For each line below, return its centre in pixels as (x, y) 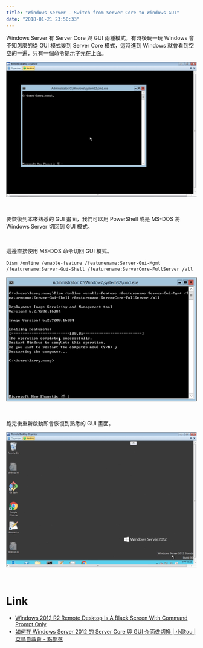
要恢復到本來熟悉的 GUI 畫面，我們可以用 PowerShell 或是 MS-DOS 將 (93, 219)
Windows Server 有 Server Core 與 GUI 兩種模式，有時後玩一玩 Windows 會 (100, 38)
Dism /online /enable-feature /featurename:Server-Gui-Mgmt (84, 263)
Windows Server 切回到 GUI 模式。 (50, 226)
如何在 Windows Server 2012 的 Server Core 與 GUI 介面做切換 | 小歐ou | (105, 632)
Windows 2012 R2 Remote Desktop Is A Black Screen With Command (101, 618)
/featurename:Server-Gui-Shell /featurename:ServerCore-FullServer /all (100, 269)
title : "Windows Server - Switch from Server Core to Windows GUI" (93, 13)
